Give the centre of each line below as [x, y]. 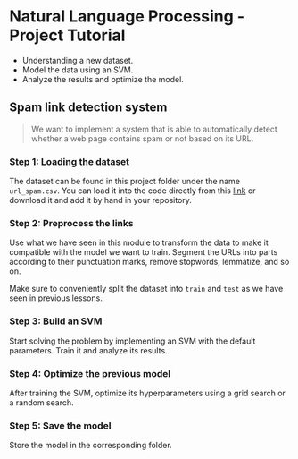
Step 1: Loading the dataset [70, 161]
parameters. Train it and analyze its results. [88, 350]
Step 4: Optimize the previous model [90, 373]
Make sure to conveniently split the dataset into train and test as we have [146, 289]
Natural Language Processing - [127, 17]
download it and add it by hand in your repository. [100, 200]
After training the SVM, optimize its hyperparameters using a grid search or [147, 393]
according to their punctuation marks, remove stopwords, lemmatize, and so [149, 262]
